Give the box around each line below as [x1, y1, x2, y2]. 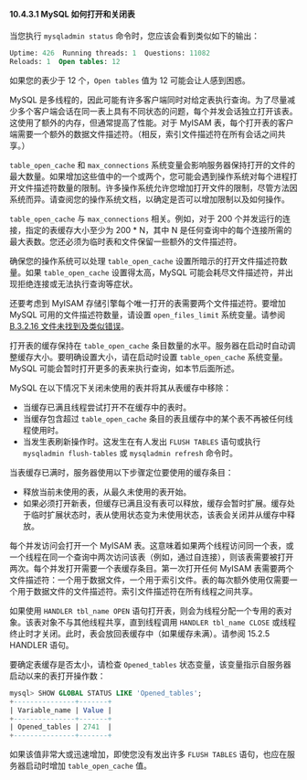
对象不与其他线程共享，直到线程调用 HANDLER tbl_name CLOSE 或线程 [40, 616, 297, 627]
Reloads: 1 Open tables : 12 [9, 58, 121, 67]
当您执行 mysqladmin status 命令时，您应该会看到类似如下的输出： [9, 30, 260, 41]
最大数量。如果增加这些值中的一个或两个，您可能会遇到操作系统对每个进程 [9, 170, 290, 182]
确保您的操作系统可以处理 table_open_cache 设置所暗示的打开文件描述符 [9, 255, 281, 266]
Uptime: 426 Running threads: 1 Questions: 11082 [9, 48, 210, 59]
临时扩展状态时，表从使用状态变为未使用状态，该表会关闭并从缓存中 [30, 508, 288, 520]
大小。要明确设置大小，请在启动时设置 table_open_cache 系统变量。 [33, 351, 288, 362]
